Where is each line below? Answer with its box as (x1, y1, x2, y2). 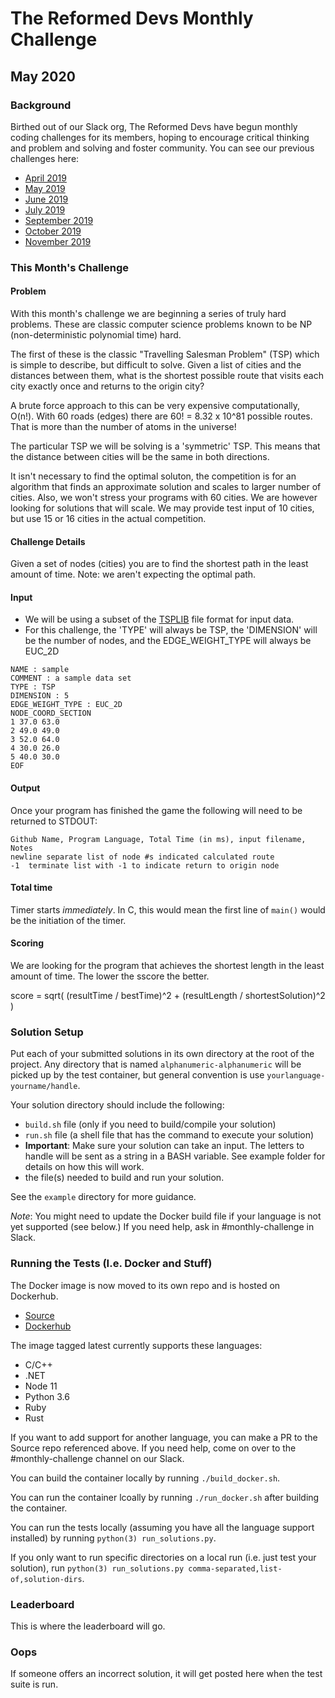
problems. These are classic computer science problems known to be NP (10, 318, 313, 330)
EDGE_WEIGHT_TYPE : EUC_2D (10, 700, 123, 710)
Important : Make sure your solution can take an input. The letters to (24, 1140, 305, 1152)
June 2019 (24, 193, 69, 205)
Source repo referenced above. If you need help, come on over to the (10, 1442, 297, 1454)
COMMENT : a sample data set (10, 673, 132, 684)
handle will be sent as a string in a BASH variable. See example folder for (24, 1150, 326, 1162)
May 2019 (24, 182, 66, 194)
